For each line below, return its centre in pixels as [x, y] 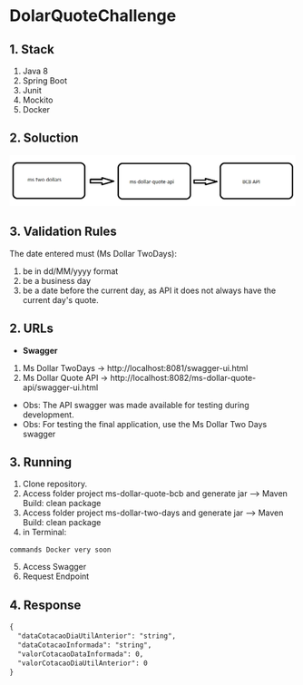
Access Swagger [54, 567]
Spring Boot [45, 81]
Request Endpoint [56, 576]
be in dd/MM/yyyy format [70, 271]
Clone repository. [55, 484]
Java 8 [35, 71]
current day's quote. [61, 299]
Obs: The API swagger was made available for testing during [136, 405]
